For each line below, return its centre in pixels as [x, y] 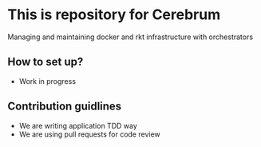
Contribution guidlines [65, 107]
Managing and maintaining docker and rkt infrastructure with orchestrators [130, 37]
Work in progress [47, 81]
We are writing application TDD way [78, 125]
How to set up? [45, 62]
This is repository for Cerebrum [114, 15]
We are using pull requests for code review [89, 134]
